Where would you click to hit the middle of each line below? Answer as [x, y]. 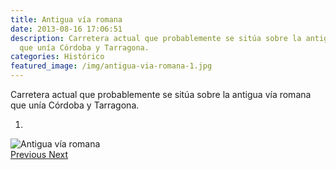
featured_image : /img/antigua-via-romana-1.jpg [111, 66]
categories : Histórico [57, 57]
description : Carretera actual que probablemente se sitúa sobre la [156, 38]
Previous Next [39, 154]
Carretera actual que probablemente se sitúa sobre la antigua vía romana [161, 94]
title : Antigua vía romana [66, 19]
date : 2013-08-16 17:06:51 [66, 29]
